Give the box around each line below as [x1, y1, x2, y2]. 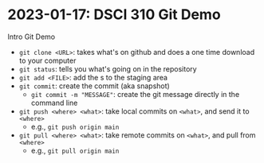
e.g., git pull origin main [30, 146, 120, 155]
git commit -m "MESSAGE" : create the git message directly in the [30, 89, 240, 99]
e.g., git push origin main [30, 122, 120, 131]
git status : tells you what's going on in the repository [18, 64, 197, 73]
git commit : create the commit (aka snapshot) [18, 81, 171, 91]
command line [30, 98, 78, 107]
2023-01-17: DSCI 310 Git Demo [7, 6, 221, 24]
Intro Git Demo [7, 32, 56, 41]
